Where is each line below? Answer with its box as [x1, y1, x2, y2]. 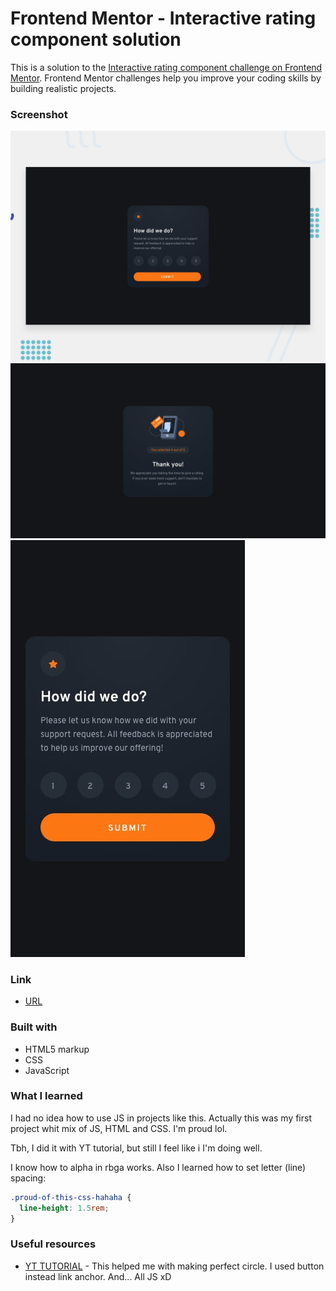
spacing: [10, 1172, 47, 1184]
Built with [10, 1020, 58, 1034]
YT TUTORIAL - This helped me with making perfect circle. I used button [24, 1260, 325, 1272]
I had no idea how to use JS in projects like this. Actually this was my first [10, 1112, 312, 1124]
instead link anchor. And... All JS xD [24, 1270, 172, 1282]
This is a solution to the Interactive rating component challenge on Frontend [10, 61, 323, 73]
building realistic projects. [10, 82, 117, 94]
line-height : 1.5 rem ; [19, 1203, 110, 1213]
